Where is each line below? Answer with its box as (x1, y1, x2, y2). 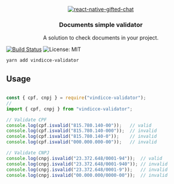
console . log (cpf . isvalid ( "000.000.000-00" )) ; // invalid (6, 139, 157, 145)
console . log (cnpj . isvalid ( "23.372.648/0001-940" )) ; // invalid (6, 161, 168, 167)
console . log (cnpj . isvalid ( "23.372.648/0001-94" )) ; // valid (6, 155, 163, 161)
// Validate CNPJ (6, 150, 50, 156)
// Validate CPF (6, 117, 47, 123)
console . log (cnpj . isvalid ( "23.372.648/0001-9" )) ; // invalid (6, 167, 168, 173)
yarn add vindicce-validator (6, 58, 79, 64)
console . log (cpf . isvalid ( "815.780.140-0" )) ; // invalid (6, 134, 157, 140)
